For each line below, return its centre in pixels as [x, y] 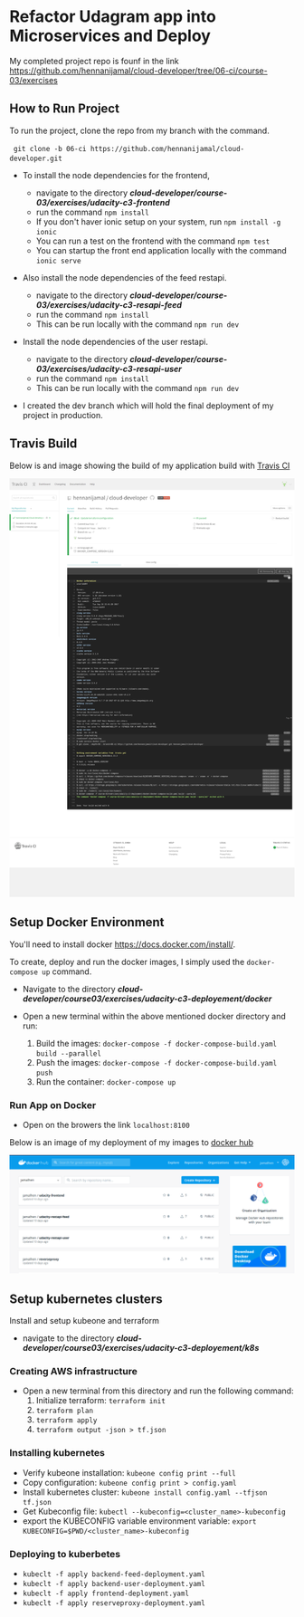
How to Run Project [65, 109]
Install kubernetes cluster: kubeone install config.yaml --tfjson [145, 1492]
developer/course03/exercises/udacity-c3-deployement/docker [147, 999]
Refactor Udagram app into [113, 17]
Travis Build [43, 444]
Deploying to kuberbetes [65, 1554]
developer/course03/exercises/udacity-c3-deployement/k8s [141, 1348]
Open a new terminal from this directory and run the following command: [158, 1391]
